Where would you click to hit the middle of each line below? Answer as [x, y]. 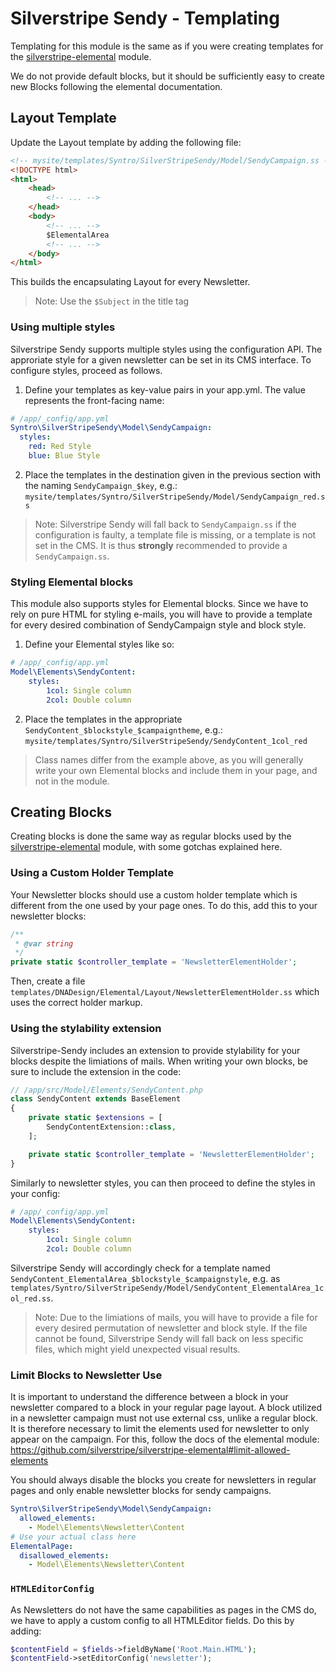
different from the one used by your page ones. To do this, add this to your [164, 905]
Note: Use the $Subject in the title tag [112, 301]
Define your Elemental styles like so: [99, 644]
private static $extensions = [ [95, 1118]
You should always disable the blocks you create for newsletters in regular [163, 1480]
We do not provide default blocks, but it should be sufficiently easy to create [167, 76]
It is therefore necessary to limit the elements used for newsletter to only [160, 1429]
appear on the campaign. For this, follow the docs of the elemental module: [165, 1439]
